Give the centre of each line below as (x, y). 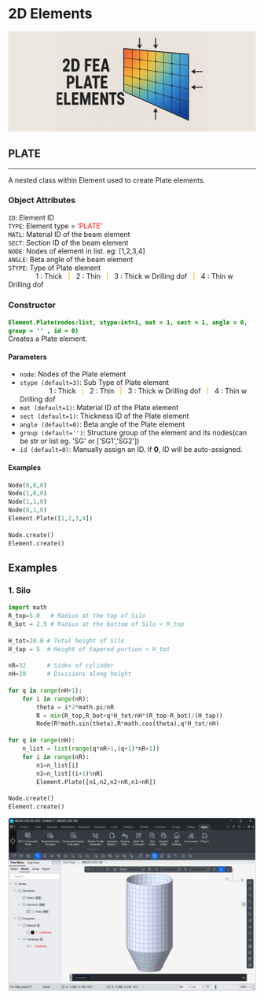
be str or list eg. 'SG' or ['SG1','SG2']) (79, 441)
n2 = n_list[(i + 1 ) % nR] (70, 773)
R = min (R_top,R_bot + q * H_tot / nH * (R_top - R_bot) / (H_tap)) (130, 716)
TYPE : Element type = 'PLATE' (55, 226)
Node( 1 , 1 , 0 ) (27, 502)
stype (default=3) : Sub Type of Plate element (94, 383)
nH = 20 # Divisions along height (70, 674)
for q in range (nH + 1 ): (45, 690)
